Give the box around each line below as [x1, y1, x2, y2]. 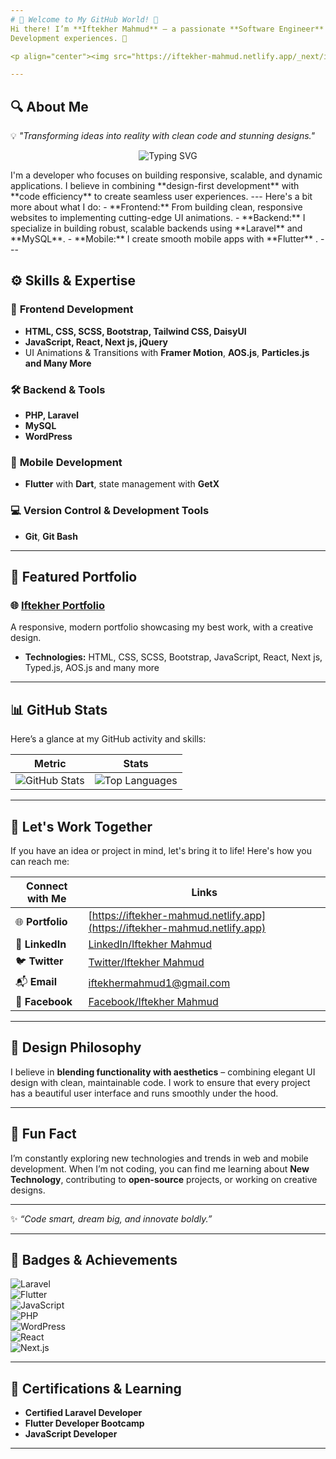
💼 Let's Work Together [10, 818, 153, 835]
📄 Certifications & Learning [10, 1380, 182, 1397]
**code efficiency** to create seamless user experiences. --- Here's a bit [10, 191, 313, 203]
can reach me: [10, 855, 70, 867]
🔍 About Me [10, 98, 89, 115]
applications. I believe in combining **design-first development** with [10, 180, 300, 192]
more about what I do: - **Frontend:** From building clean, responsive [10, 201, 303, 213]
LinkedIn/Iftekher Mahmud [88, 937, 213, 951]
